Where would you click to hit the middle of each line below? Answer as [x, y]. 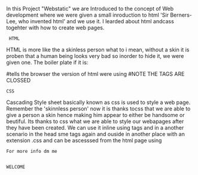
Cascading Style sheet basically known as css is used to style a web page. [98, 102]
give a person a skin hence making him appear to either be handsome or [96, 115]
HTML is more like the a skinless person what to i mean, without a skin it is [98, 50]
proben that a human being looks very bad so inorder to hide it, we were [95, 56]
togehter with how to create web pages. [55, 27]
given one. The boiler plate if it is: [47, 62]
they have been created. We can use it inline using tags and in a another [95, 128]
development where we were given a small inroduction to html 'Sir [88, 15]
